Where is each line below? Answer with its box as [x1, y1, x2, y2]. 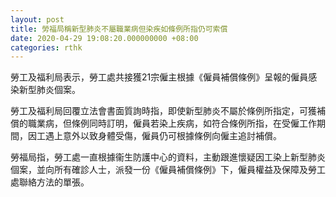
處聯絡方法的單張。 [10, 176, 90, 188]
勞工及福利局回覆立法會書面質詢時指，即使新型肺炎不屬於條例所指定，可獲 [10, 105, 317, 117]
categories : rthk [10, 42, 83, 53]
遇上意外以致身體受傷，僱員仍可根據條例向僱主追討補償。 [44, 130, 282, 142]
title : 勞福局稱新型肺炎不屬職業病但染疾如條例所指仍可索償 [10, 24, 228, 34]
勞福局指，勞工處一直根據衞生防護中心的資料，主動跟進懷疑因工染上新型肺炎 [10, 151, 326, 163]
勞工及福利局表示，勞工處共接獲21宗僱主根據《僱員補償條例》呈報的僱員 [10, 71, 309, 83]
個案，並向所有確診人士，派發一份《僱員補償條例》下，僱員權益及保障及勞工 [10, 164, 326, 176]
